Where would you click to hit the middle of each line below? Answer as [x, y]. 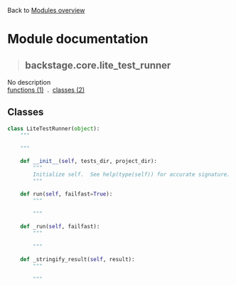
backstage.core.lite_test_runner [98, 65]
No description [29, 82]
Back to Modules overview [46, 10]
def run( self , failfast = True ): [66, 194]
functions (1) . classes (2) [46, 90]
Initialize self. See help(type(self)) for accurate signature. [132, 175]
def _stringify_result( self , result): [77, 259]
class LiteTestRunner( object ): [54, 128]
